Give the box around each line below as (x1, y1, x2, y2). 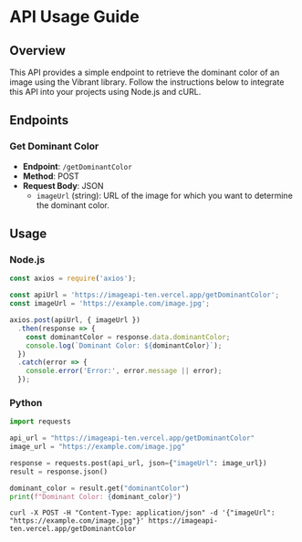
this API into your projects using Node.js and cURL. (9, 87, 202, 97)
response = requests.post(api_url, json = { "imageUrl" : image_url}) (9, 458, 267, 467)
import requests (9, 417, 71, 426)
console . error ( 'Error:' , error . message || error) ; (26, 367, 223, 376)
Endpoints (9, 112, 69, 129)
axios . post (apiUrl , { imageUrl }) (9, 316, 141, 325)
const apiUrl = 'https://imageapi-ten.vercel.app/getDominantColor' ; (9, 290, 280, 300)
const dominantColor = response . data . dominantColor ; (26, 332, 231, 341)
